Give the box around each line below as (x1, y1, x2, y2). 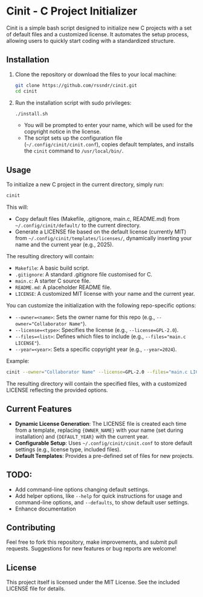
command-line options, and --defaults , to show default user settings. (14, 498, 189, 506)
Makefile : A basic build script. (14, 264, 89, 272)
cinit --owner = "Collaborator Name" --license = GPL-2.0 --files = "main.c (6, 369, 188, 376)
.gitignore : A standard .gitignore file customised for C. (14, 271, 153, 278)
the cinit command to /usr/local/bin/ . (24, 147, 124, 155)
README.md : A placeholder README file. (14, 284, 112, 291)
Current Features (6, 404, 72, 414)
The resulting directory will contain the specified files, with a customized (6, 380, 187, 387)
